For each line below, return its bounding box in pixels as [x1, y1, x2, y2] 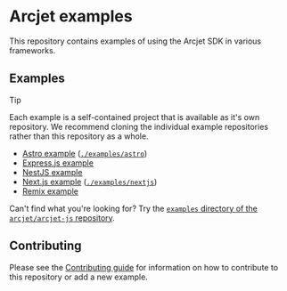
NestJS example [21, 166, 83, 177]
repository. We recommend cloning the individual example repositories [9, 121, 269, 132]
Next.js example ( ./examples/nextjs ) [21, 176, 158, 187]
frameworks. [9, 44, 56, 55]
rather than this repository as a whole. [9, 131, 149, 141]
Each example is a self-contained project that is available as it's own [9, 111, 260, 122]
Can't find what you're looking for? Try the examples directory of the [9, 203, 258, 214]
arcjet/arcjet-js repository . [9, 212, 116, 223]
